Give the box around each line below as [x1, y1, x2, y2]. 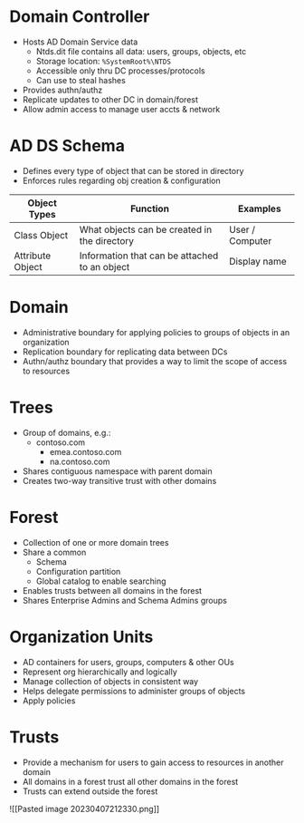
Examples [238, 202, 282, 215]
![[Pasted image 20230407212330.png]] [9, 803, 160, 814]
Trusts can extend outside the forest [22, 786, 158, 797]
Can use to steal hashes [35, 74, 127, 85]
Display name [229, 255, 287, 267]
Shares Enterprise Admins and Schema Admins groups [22, 595, 228, 605]
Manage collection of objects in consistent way [22, 675, 199, 686]
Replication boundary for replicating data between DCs [22, 346, 228, 357]
